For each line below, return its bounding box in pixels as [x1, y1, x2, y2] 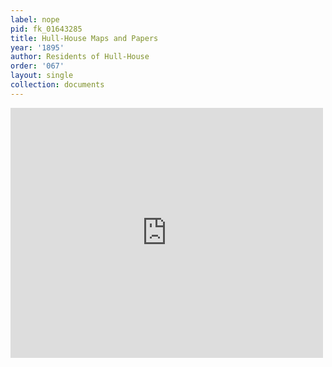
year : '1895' [10, 42, 65, 53]
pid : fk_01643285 [10, 24, 83, 34]
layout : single [10, 71, 74, 81]
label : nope [10, 14, 60, 25]
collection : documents [10, 80, 105, 90]
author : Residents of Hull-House [10, 52, 150, 62]
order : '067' [10, 61, 65, 71]
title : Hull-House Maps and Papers [10, 33, 159, 43]
